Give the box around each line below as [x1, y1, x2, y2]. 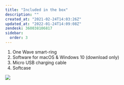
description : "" [5, 12, 39, 17]
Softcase [12, 64, 31, 70]
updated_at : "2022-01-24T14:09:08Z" [5, 21, 81, 26]
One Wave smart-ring [12, 48, 57, 55]
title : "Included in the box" [5, 7, 68, 12]
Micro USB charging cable [12, 59, 66, 65]
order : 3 [9, 35, 28, 40]
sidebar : [5, 30, 23, 35]
